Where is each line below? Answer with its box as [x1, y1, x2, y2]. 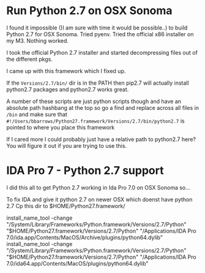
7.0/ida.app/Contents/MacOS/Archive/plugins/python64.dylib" [6, 234, 163, 241]
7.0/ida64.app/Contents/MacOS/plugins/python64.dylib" [6, 260, 149, 267]
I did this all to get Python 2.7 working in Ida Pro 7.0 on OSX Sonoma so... [6, 183, 191, 191]
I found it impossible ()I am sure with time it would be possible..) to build [6, 24, 188, 31]
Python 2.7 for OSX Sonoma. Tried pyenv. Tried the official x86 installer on [6, 30, 194, 37]
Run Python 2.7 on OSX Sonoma [6, 4, 173, 18]
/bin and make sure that [6, 110, 67, 118]
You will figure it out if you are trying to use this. [6, 142, 127, 149]
